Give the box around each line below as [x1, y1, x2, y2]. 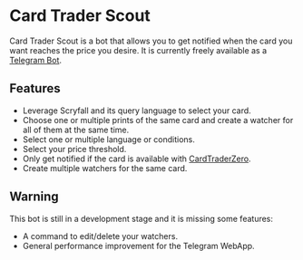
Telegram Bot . [9, 54, 62, 65]
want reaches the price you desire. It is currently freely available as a [9, 44, 268, 55]
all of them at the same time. [22, 124, 130, 135]
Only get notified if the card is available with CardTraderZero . [22, 153, 251, 164]
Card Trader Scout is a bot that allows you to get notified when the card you [9, 35, 293, 46]
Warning [9, 189, 59, 205]
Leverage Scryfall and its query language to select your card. [22, 105, 251, 116]
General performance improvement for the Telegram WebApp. [22, 240, 256, 251]
